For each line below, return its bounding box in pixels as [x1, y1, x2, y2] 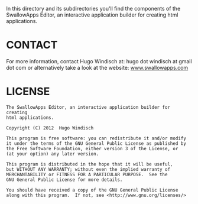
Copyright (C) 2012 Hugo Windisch [6, 125, 94, 131]
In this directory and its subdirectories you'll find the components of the [6, 5, 181, 12]
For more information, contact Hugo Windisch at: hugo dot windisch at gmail [6, 57, 192, 64]
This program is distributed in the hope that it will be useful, [6, 161, 173, 167]
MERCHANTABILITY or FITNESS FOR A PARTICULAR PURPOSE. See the [6, 171, 168, 177]
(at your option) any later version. [6, 151, 99, 157]
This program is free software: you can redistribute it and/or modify [6, 135, 186, 141]
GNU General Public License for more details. [6, 177, 123, 183]
